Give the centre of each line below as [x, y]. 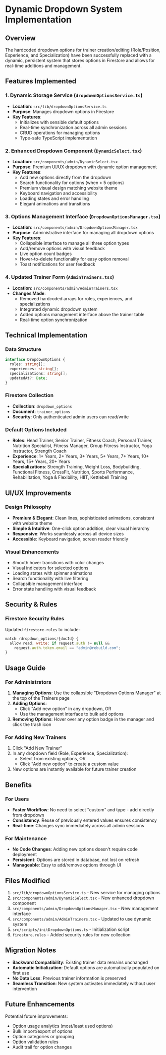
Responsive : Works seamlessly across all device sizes [68, 533]
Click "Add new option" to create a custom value [69, 764]
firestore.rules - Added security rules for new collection [71, 935]
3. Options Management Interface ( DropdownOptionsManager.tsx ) [83, 216]
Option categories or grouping [43, 1036]
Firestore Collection [29, 396]
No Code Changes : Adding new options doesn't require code [75, 849]
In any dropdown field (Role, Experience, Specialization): [70, 753]
